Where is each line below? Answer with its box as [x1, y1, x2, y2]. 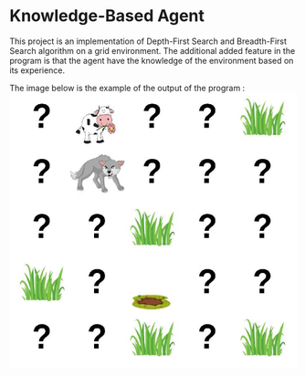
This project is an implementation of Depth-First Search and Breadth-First [9, 36, 288, 47]
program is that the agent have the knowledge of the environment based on [9, 55, 294, 66]
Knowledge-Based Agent [9, 5, 205, 26]
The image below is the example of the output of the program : [9, 82, 246, 93]
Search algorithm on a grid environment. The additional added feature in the [9, 45, 296, 56]
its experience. [9, 65, 66, 76]
